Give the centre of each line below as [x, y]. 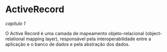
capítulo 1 [15, 23]
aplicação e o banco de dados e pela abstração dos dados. [68, 44]
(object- [154, 33]
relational [15, 39]
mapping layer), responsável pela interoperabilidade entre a [89, 39]
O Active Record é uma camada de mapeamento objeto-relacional [75, 33]
